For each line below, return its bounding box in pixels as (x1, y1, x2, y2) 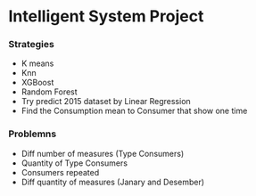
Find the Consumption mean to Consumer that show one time (21, 105, 248, 117)
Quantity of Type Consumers (21, 158, 128, 168)
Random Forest (21, 86, 78, 97)
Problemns (8, 127, 57, 140)
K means (21, 58, 54, 69)
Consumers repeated (21, 167, 100, 177)
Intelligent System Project (8, 6, 204, 27)
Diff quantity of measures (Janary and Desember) (21, 176, 205, 187)
